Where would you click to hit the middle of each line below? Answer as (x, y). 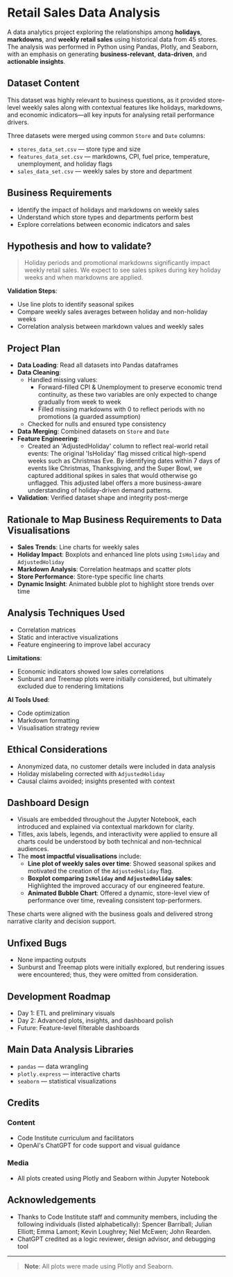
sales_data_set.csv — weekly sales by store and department (104, 171)
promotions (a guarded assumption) (89, 417)
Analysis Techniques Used (66, 613)
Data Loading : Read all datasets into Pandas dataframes (98, 365)
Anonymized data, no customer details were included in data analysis (116, 766)
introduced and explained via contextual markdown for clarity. (106, 827)
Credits (24, 1103)
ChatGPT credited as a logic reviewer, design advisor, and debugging (116, 1239)
